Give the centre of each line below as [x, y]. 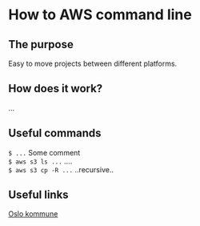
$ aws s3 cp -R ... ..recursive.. [61, 169]
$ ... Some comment [44, 152]
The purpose [41, 44]
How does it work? [56, 89]
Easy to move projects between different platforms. [93, 63]
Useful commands [55, 133]
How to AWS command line [100, 15]
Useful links [39, 195]
